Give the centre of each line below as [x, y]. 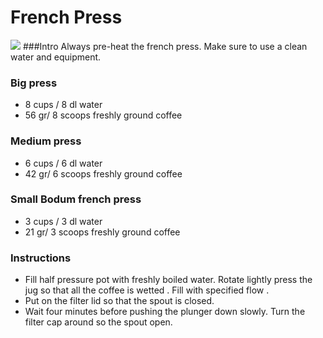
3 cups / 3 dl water [63, 221]
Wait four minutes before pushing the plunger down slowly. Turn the [165, 312]
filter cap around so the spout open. [98, 322]
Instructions [41, 258]
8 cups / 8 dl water [63, 105]
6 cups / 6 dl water [63, 163]
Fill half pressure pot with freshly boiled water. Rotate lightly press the [168, 280]
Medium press [46, 141]
